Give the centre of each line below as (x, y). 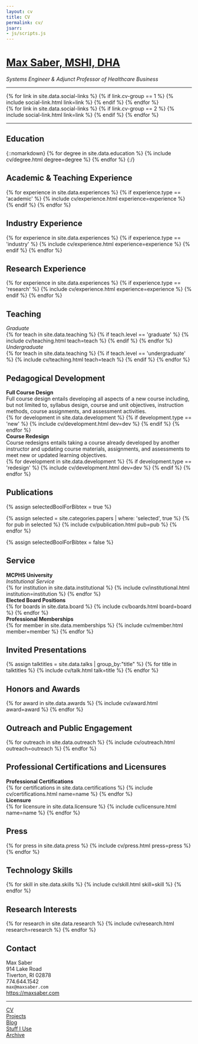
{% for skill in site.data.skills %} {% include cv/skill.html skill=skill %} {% (94, 885)
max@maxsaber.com (27, 987)
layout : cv (19, 12)
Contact (21, 948)
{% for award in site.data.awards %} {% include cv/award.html (82, 703)
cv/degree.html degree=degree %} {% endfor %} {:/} (70, 159)
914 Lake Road (24, 969)
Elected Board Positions (36, 600)
